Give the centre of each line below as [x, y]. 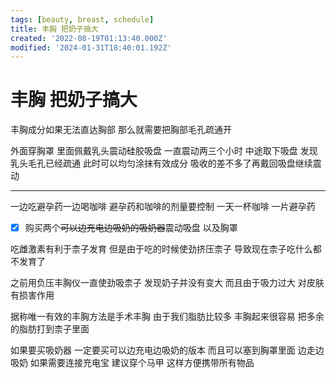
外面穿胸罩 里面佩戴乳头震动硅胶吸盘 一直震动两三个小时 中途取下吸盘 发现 [164, 151]
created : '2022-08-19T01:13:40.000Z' [89, 38]
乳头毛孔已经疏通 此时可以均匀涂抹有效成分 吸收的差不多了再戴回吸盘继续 [161, 163]
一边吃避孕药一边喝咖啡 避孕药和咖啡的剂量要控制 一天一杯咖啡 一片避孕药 [163, 207]
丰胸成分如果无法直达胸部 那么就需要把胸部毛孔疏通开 [121, 130]
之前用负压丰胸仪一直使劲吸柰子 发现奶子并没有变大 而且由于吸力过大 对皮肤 [167, 283]
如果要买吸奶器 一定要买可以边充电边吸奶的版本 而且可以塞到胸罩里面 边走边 [167, 350]
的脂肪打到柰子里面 [50, 329]
